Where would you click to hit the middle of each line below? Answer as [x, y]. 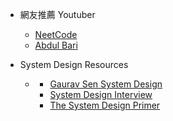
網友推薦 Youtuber [57, 14]
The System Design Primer [105, 105]
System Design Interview [101, 94]
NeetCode [56, 34]
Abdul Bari [56, 45]
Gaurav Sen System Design [106, 84]
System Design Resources [74, 64]
